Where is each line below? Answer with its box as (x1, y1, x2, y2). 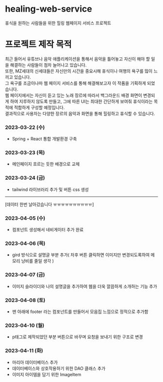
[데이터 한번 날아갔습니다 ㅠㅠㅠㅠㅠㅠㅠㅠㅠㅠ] (5, 201, 94, 207)
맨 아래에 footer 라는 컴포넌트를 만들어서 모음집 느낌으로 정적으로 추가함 (12, 309, 149, 314)
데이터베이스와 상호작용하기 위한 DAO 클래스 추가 (12, 365, 106, 371)
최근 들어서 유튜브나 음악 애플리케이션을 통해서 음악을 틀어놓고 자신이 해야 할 (5, 56, 150, 62)
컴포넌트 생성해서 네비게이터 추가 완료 (12, 227, 84, 233)
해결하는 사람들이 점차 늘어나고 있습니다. (10, 62, 87, 68)
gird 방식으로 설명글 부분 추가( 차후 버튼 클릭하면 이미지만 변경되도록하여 (12, 252, 150, 258)
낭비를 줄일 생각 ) (21, 258, 54, 264)
